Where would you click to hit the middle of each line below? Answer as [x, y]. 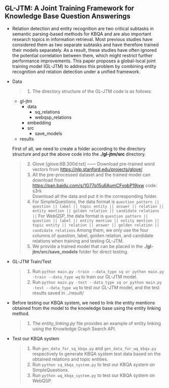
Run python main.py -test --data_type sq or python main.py [97, 282]
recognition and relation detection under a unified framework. [76, 72]
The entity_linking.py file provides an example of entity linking [97, 323]
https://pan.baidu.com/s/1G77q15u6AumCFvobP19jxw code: [95, 185]
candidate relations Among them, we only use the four [90, 230]
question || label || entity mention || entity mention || [96, 221]
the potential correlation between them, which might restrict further [82, 55]
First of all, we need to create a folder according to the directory [79, 149]
